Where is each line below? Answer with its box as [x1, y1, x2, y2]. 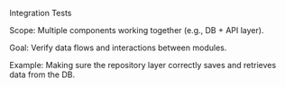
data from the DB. [9, 69, 75, 80]
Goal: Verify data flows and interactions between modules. [9, 42, 227, 53]
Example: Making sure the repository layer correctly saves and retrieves [9, 60, 277, 70]
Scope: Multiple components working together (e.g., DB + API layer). [9, 25, 264, 35]
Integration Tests [9, 8, 72, 18]
